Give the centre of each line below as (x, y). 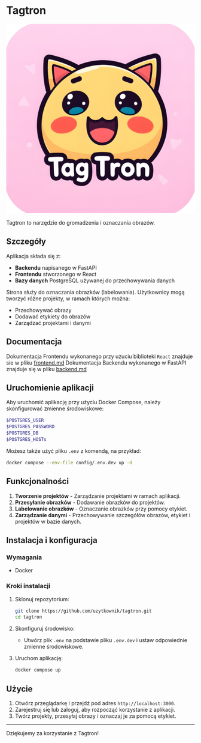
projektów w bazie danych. (48, 521)
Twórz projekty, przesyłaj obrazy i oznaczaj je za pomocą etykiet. (95, 716)
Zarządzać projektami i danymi (53, 323)
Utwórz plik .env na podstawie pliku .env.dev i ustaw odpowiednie (105, 640)
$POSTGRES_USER (25, 420)
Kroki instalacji (28, 586)
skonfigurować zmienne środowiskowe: (55, 408)
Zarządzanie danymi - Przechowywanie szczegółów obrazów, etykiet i (103, 515)
